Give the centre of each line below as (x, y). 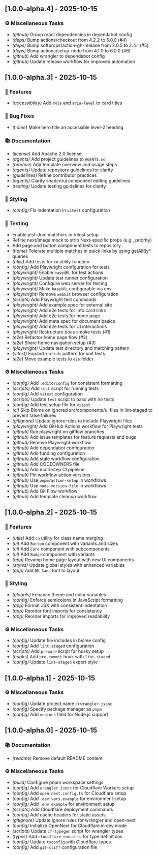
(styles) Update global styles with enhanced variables (68, 565)
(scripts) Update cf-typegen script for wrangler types (68, 831)
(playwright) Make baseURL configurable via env (62, 288)
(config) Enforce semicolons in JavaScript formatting (67, 600)
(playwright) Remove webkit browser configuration (65, 294)
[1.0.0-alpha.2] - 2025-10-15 (51, 513)
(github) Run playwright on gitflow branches (58, 432)
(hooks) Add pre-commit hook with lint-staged (61, 657)
